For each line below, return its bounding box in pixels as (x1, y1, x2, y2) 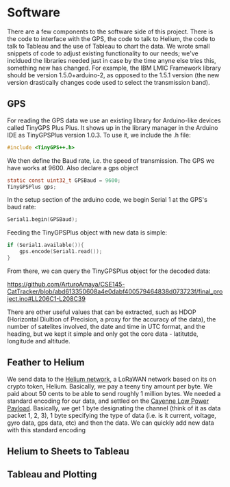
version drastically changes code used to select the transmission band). (7, 78, 210, 86)
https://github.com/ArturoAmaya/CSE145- (7, 280, 125, 288)
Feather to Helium (7, 357, 85, 369)
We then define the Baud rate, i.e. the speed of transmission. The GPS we (7, 156, 215, 165)
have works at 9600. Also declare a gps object (7, 163, 139, 172)
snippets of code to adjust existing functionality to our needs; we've (7, 49, 199, 57)
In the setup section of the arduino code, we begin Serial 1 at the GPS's (7, 196, 207, 204)
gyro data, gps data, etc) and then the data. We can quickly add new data (7, 419, 214, 427)
